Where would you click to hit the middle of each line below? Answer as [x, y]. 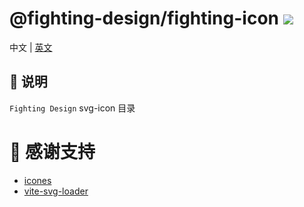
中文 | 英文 [31, 47]
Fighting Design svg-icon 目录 [72, 108]
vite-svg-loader [56, 191]
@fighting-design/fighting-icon [144, 18]
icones [37, 180]
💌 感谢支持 [52, 151]
